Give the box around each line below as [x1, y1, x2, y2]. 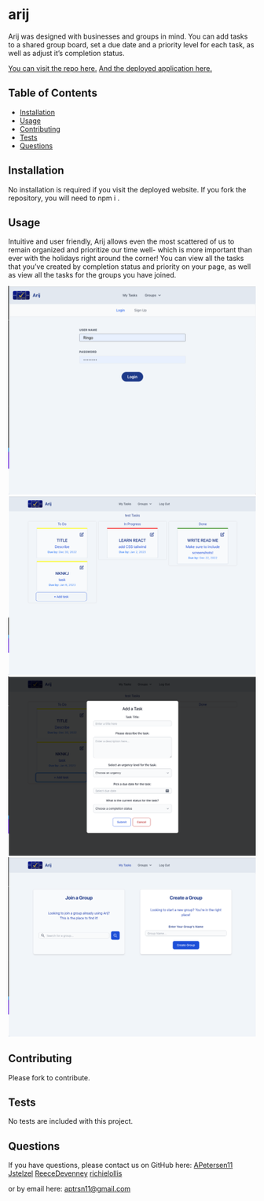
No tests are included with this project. [8, 1117, 134, 1126]
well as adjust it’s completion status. [8, 48, 125, 58]
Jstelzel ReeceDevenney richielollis [8, 1169, 123, 1178]
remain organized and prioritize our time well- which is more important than [8, 245, 253, 255]
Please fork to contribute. [8, 1072, 90, 1082]
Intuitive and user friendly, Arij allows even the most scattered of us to [8, 237, 235, 246]
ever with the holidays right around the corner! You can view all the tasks [8, 254, 244, 263]
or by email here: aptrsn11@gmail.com [8, 1184, 131, 1194]
